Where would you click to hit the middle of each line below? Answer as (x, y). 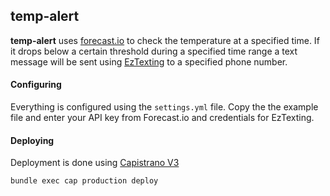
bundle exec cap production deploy (84, 181)
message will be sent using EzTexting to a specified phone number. (149, 61)
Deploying (32, 140)
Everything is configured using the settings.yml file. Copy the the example (164, 107)
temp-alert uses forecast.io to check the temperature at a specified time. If (165, 40)
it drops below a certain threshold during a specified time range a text (154, 51)
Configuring (36, 85)
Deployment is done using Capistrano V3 (95, 163)
